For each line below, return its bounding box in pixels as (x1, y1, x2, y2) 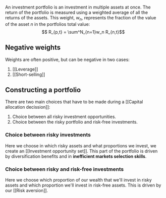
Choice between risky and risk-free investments (5, 166, 124, 173)
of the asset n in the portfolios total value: (5, 21, 90, 27)
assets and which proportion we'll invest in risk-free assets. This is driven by (5, 182, 162, 188)
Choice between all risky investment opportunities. (12, 114, 116, 120)
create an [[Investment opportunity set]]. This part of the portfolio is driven (5, 148, 158, 154)
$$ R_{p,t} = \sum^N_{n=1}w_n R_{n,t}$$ (42, 29, 125, 35)
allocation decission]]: (5, 104, 51, 110)
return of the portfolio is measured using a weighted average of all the (5, 9, 148, 15)
